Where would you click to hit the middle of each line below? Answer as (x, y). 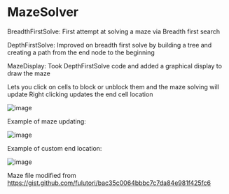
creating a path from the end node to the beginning (81, 52)
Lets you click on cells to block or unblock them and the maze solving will (113, 87)
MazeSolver (43, 12)
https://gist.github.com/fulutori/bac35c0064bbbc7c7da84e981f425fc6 (109, 183)
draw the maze (29, 73)
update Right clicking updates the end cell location (80, 94)
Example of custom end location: (55, 148)
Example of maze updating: (47, 121)
